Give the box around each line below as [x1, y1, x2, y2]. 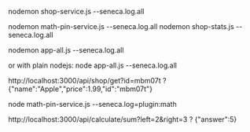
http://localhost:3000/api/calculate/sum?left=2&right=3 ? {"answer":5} [8, 115, 237, 124]
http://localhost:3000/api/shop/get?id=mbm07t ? [8, 76, 167, 85]
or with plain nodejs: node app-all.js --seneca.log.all [8, 60, 177, 70]
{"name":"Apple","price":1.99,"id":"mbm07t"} [8, 84, 153, 93]
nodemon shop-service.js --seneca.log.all [8, 7, 145, 16]
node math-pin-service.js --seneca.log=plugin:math [8, 100, 177, 108]
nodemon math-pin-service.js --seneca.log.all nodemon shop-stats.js [8, 22, 234, 31]
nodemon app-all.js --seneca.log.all [8, 46, 124, 54]
